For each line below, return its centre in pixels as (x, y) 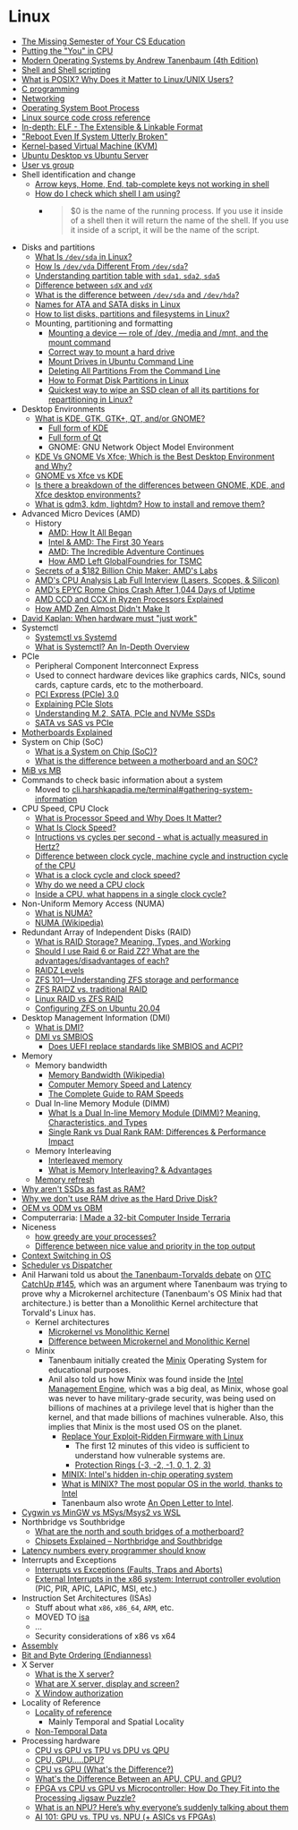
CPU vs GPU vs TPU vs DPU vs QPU (102, 1750)
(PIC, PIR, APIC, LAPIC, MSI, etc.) (96, 1588)
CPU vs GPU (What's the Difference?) (104, 1769)
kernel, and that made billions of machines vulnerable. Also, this (166, 1417)
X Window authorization (79, 1693)
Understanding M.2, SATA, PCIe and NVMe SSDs (125, 713)
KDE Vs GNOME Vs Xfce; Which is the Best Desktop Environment (154, 456)
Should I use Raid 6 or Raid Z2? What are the (117, 951)
